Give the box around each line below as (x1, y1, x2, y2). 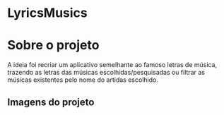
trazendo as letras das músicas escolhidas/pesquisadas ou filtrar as (7, 68, 205, 77)
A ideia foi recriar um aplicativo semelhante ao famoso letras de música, (7, 61, 218, 69)
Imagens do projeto (7, 96, 95, 108)
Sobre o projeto (7, 37, 100, 54)
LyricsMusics (7, 5, 88, 21)
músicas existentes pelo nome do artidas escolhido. (7, 75, 159, 84)
